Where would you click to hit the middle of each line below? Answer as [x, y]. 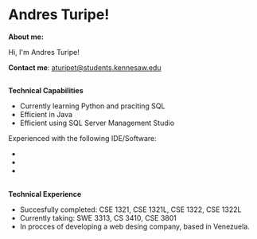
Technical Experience [45, 194]
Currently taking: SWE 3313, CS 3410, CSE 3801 [98, 217]
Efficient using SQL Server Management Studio [97, 123]
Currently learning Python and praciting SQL [92, 106]
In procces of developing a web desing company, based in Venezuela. [135, 226]
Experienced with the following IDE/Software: [82, 139]
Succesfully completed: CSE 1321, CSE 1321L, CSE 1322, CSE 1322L [130, 210]
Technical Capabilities [46, 91]
